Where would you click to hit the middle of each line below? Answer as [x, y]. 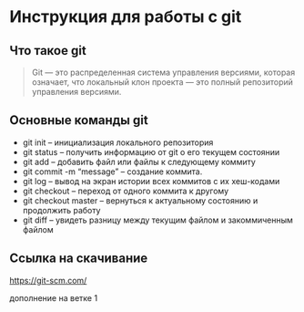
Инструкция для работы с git [126, 17]
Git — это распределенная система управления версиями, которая [163, 72]
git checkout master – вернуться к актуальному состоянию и [140, 200]
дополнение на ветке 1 [54, 297]
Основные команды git [79, 120]
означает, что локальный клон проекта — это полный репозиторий [162, 82]
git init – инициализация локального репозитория [118, 142]
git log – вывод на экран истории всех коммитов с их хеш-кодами [151, 181]
